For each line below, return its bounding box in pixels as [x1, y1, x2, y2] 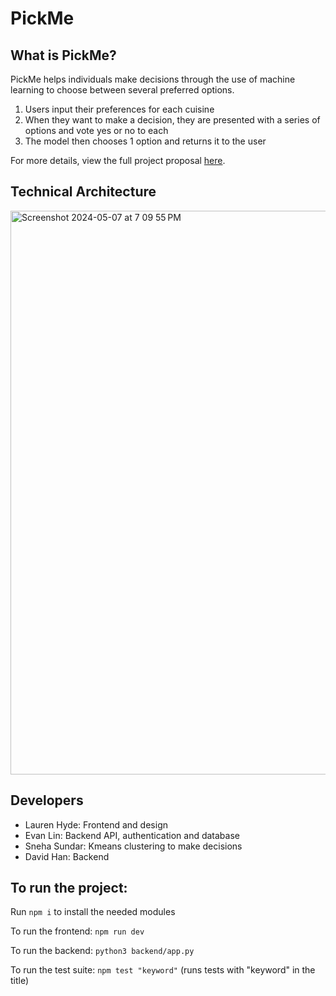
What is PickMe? [10, 47, 117, 64]
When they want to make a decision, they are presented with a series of [24, 114, 321, 126]
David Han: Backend [24, 850, 110, 862]
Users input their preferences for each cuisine [24, 103, 215, 115]
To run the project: [10, 880, 128, 897]
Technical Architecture [10, 183, 157, 201]
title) [10, 975, 30, 987]
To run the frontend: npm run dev [10, 925, 145, 937]
